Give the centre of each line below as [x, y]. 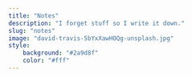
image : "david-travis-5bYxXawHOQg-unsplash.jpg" [91, 38]
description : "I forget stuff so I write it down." [96, 23]
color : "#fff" [46, 61]
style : [19, 46]
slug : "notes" [32, 30]
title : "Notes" [34, 16]
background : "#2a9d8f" [61, 53]
